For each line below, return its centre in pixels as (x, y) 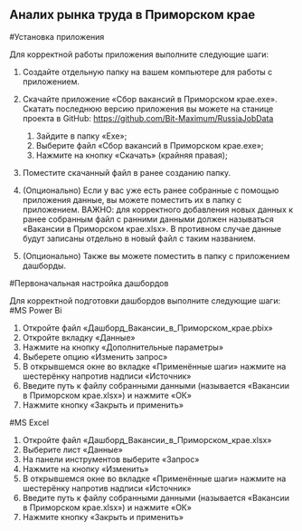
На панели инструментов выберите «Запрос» (111, 459)
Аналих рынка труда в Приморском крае (132, 15)
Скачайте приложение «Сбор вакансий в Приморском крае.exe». (150, 99)
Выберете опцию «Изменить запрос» (95, 356)
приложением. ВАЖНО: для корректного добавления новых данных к (158, 209)
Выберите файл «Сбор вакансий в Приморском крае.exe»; (150, 145)
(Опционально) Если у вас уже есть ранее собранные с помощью (151, 190)
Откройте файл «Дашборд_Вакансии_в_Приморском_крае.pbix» (147, 328)
